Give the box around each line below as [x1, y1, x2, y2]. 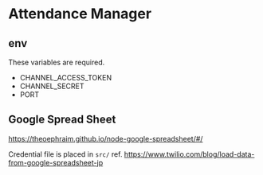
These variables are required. [8, 57, 105, 67]
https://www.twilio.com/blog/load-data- [124, 149, 255, 159]
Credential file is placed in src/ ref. [8, 149, 123, 159]
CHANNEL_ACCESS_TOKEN [19, 73, 112, 82]
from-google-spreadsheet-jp [8, 157, 104, 167]
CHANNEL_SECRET [19, 81, 84, 91]
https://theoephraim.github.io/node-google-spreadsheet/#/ [8, 134, 203, 143]
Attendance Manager [8, 5, 152, 23]
